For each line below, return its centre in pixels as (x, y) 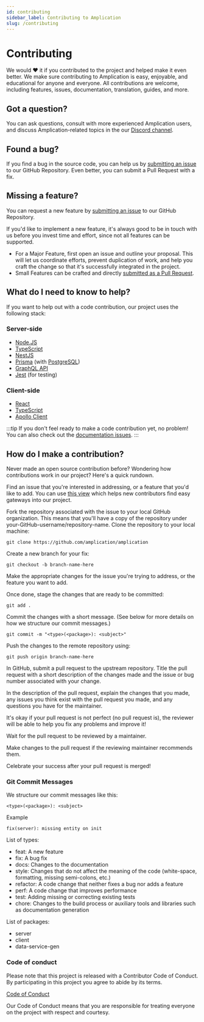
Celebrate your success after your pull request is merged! (79, 766)
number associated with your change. (54, 681)
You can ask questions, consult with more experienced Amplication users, (99, 124)
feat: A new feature (39, 852)
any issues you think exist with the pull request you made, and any (90, 699)
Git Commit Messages (40, 781)
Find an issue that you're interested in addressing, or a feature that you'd (98, 487)
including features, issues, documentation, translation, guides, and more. (98, 90)
